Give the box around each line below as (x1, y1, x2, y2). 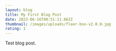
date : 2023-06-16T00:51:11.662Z (5, 17, 73, 22)
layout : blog (5, 7, 33, 13)
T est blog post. (5, 40, 36, 46)
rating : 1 (5, 26, 26, 31)
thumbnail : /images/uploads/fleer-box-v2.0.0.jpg (5, 21, 111, 27)
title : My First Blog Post (5, 12, 62, 17)
